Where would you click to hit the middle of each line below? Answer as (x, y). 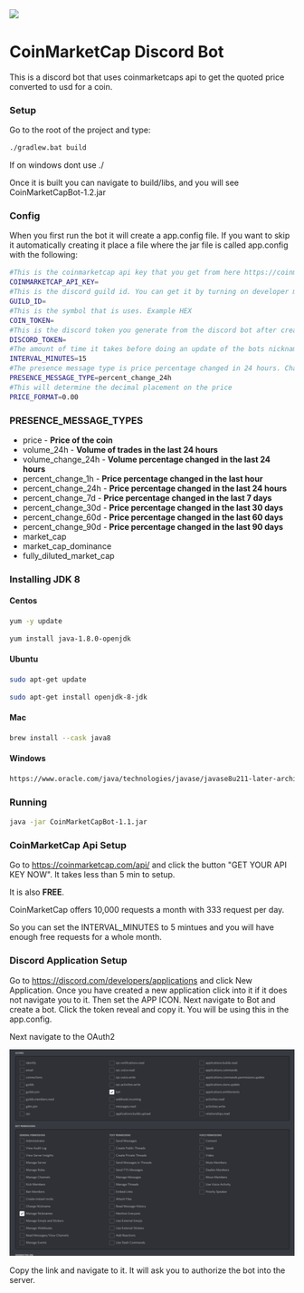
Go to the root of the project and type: (80, 130)
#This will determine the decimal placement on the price (121, 387)
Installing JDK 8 (45, 579)
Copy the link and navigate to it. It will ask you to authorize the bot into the (147, 1270)
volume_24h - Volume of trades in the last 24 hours (120, 449)
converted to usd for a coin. (61, 86)
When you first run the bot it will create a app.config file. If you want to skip (150, 236)
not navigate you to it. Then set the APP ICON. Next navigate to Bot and (142, 999)
